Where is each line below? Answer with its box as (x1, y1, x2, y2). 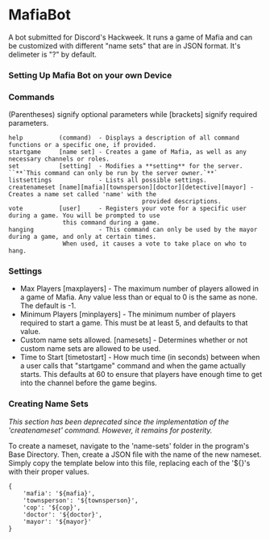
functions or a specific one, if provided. (8, 141, 157, 149)
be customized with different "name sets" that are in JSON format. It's (8, 40, 241, 50)
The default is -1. (19, 301, 77, 311)
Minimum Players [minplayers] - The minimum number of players (19, 309, 236, 320)
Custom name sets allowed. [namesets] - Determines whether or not (19, 335, 248, 345)
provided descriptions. (141, 198, 222, 206)
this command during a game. (62, 219, 160, 227)
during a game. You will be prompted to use (8, 211, 160, 220)
